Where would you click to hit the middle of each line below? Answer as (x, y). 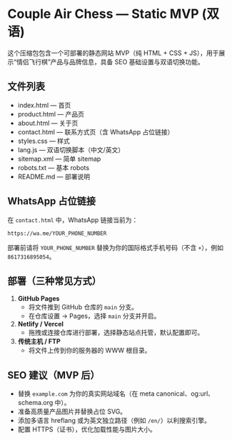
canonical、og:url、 (185, 394)
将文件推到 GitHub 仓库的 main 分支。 (83, 307)
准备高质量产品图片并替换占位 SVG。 (72, 411)
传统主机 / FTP (39, 341)
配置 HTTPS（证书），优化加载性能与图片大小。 (87, 429)
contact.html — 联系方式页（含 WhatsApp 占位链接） (96, 131)
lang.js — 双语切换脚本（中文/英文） (71, 149)
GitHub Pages (39, 299)
